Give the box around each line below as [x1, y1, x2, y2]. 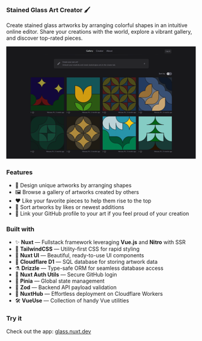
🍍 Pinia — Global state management [14, 277, 105, 285]
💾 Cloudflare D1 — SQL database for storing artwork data [14, 258, 158, 266]
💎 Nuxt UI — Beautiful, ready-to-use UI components [14, 252, 144, 259]
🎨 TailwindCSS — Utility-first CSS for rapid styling [14, 245, 140, 252]
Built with [6, 225, 35, 233]
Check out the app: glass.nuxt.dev [6, 328, 91, 335]
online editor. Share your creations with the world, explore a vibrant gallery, [6, 28, 192, 36]
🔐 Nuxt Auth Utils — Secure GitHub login [14, 271, 117, 278]
